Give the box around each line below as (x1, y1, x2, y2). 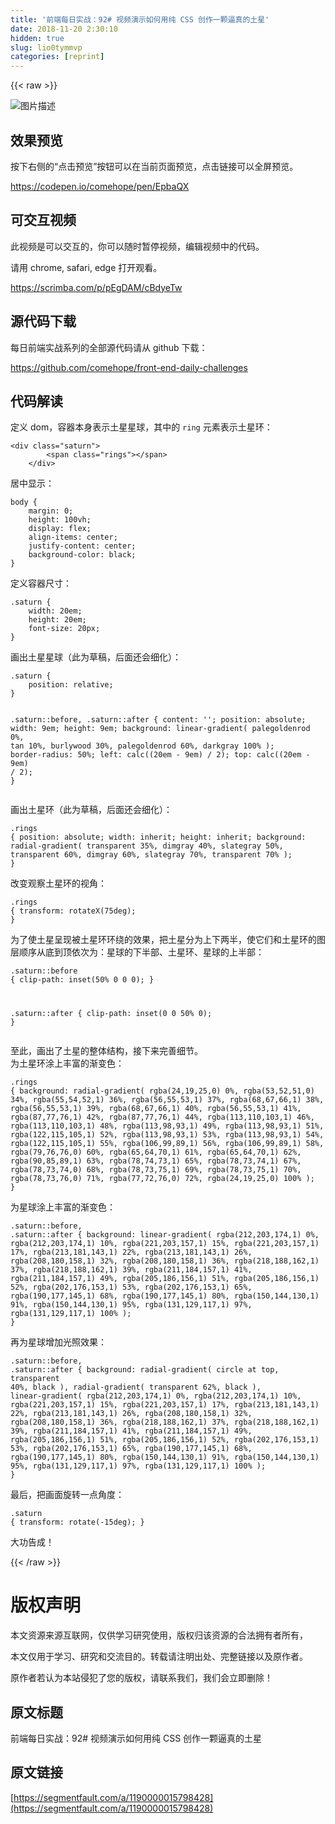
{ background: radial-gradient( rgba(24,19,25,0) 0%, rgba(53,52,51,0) (10, 1086, 315, 1096)
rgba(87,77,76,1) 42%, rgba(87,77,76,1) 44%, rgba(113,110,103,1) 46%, (10, 1112, 315, 1123)
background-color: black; (28, 550, 137, 560)
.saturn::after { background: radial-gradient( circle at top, (10, 1365, 280, 1375)
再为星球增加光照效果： (10, 1336, 107, 1348)
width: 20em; (28, 606, 83, 616)
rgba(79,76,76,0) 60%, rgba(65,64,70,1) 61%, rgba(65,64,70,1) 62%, (10, 1147, 302, 1158)
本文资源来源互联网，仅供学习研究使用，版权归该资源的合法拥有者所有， (10, 1629, 308, 1641)
